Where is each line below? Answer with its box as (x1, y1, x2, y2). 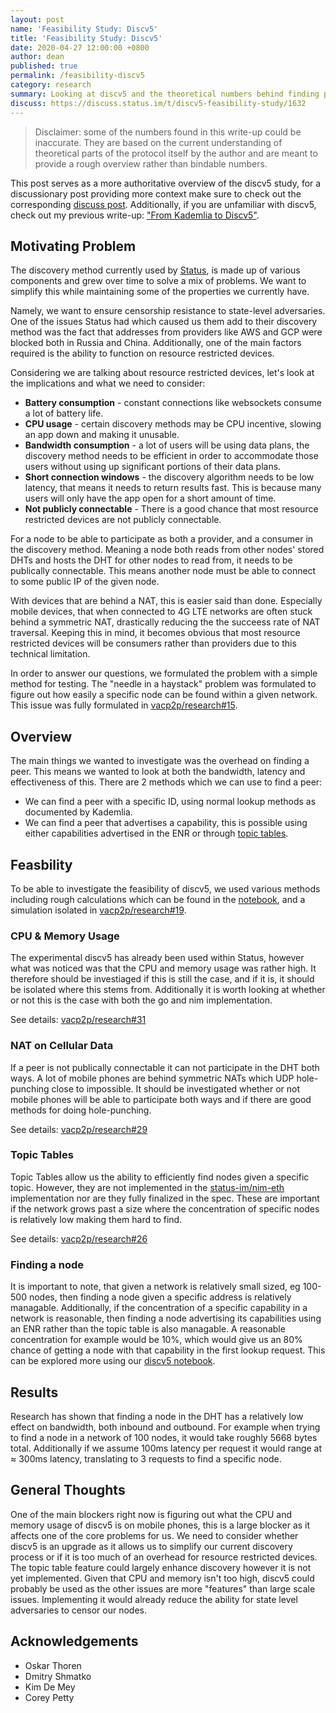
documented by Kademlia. (24, 806, 133, 818)
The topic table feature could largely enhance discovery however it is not (10, 1561, 312, 1573)
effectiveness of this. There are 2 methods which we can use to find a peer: (10, 776, 323, 788)
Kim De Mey (24, 1681, 76, 1693)
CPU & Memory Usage (10, 929, 120, 943)
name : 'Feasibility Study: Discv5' (10, 24, 159, 34)
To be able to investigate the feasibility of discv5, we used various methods (10, 882, 321, 895)
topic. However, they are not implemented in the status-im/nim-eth (10, 1181, 285, 1193)
